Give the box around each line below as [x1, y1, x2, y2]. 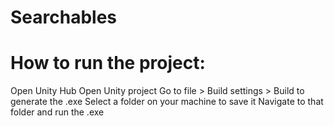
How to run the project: [10, 52, 206, 75]
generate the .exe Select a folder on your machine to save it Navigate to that [10, 96, 324, 108]
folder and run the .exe [10, 106, 105, 118]
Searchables [10, 6, 118, 29]
